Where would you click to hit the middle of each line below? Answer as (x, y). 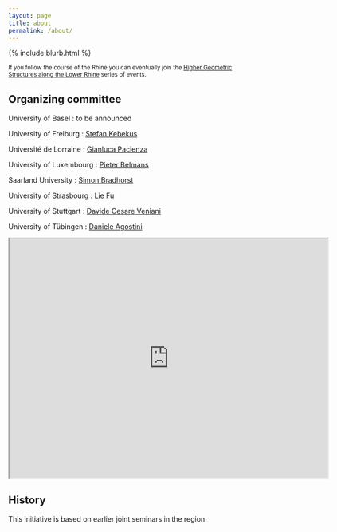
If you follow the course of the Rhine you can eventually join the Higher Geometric (120, 68)
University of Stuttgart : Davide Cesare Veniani (85, 211)
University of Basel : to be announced (70, 118)
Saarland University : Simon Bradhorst (71, 180)
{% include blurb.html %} (50, 53)
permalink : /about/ (41, 30)
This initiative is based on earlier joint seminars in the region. (108, 519)
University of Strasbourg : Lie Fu (61, 195)
